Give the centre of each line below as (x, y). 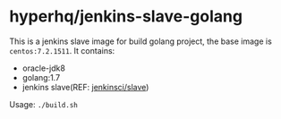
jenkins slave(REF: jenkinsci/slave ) (85, 87)
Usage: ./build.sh (43, 104)
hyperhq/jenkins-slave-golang (126, 17)
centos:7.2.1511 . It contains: (62, 50)
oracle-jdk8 (43, 68)
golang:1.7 (41, 77)
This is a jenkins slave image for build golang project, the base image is (141, 41)
